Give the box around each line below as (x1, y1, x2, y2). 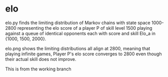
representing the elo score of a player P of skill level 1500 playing (17, 25, 152, 31)
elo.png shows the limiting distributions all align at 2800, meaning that (5, 45, 150, 51)
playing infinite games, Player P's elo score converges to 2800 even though (5, 51, 162, 57)
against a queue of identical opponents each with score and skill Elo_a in (5, 30, 156, 36)
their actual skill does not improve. (5, 56, 76, 62)
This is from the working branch (5, 66, 71, 72)
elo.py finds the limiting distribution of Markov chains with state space (5, 20, 151, 26)
